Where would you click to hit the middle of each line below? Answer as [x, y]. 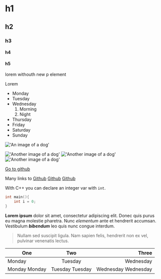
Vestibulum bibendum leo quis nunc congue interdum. [60, 226]
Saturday [21, 130]
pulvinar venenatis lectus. [43, 241]
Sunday [20, 135]
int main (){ [17, 197]
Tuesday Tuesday [71, 269]
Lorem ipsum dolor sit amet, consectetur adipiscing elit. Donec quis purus [80, 215]
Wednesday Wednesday [124, 269]
